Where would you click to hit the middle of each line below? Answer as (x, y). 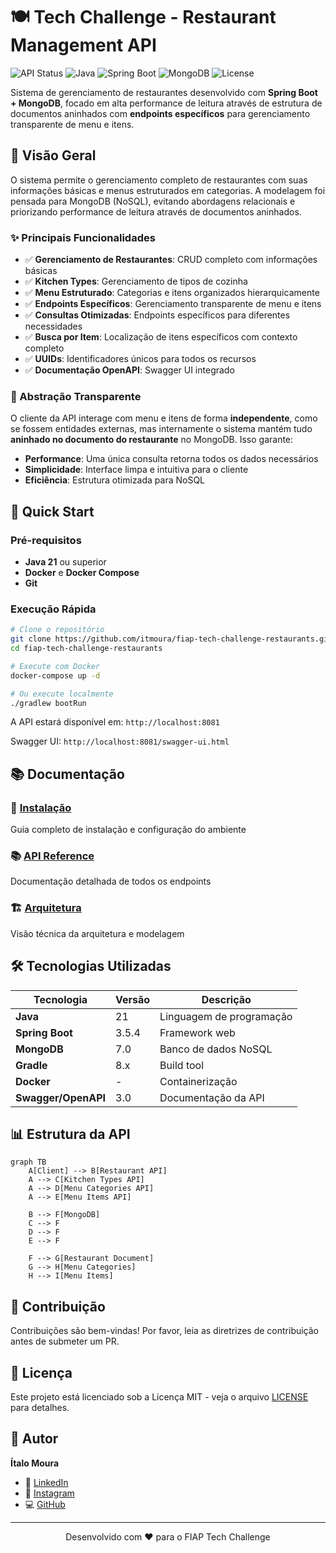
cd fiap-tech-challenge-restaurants (86, 649)
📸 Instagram (49, 1493)
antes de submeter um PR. (65, 1341)
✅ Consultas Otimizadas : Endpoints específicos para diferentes (157, 315)
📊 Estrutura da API (70, 1134)
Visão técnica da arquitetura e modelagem (97, 933)
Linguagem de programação (226, 1016)
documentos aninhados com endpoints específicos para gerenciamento (160, 113)
